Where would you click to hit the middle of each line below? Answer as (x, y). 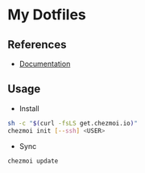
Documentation (45, 64)
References (37, 45)
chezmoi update (33, 161)
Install (29, 108)
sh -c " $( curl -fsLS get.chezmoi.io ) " (72, 123)
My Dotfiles (47, 15)
